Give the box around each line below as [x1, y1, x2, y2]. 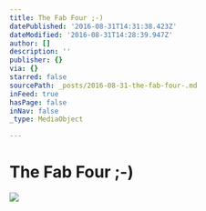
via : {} [9, 65, 39, 74]
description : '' [9, 47, 71, 56]
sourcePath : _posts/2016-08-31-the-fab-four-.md [9, 81, 198, 90]
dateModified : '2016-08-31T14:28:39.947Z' [9, 30, 173, 39]
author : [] [9, 38, 51, 48]
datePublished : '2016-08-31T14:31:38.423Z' [9, 22, 178, 31]
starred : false [9, 73, 67, 82]
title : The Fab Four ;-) [9, 13, 104, 23]
